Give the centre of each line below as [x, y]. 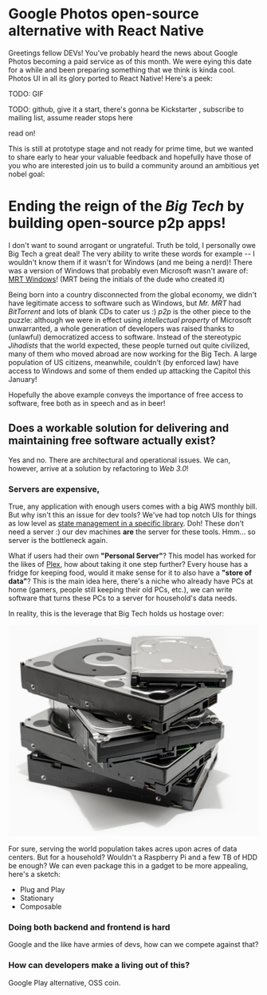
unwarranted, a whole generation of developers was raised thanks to [122, 328]
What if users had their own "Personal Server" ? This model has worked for [132, 556]
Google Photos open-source [104, 14]
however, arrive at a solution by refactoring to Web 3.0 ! [98, 468]
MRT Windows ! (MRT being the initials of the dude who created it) [117, 279]
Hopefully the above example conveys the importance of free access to [126, 395]
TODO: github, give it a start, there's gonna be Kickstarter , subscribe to [126, 109]
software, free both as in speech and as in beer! [87, 403]
